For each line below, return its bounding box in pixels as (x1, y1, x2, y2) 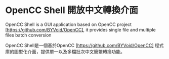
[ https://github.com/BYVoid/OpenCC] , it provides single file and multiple (5, 26, 156, 32)
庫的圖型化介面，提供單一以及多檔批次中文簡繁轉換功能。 (5, 48, 125, 54)
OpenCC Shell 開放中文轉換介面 (5, 4, 138, 16)
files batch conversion (5, 32, 52, 38)
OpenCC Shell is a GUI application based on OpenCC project (5, 21, 132, 27)
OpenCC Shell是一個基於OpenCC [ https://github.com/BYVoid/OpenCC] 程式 (5, 42, 164, 48)
